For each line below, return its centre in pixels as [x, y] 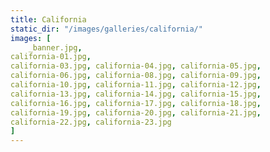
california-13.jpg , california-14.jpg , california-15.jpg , [136, 94]
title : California [48, 19]
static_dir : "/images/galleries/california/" [106, 29]
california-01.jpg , [51, 57]
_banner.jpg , [55, 47]
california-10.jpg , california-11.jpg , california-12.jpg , [136, 85]
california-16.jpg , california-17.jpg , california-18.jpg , [136, 103]
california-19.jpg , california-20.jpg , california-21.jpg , [136, 112]
